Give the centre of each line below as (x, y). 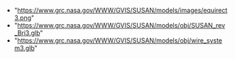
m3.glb (24, 48)
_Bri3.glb (27, 33)
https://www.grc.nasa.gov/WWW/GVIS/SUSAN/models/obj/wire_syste (120, 41)
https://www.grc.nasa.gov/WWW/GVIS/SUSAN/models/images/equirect (122, 10)
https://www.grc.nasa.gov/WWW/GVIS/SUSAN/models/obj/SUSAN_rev (121, 25)
